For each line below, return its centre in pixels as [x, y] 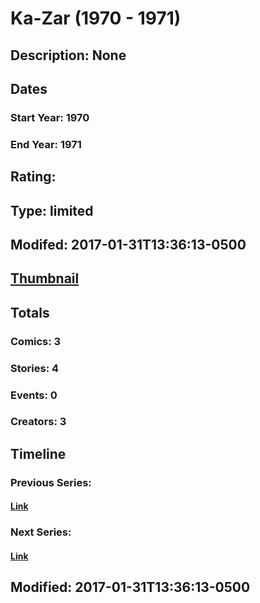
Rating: [33, 177]
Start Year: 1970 [50, 117]
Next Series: [41, 532]
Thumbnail [45, 278]
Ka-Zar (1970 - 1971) [96, 18]
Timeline [38, 453]
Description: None [68, 55]
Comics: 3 [36, 341]
